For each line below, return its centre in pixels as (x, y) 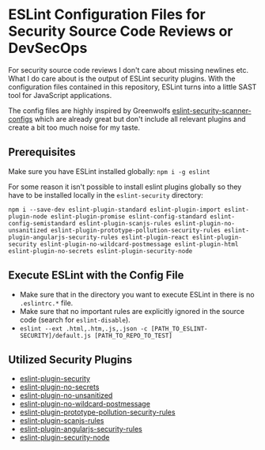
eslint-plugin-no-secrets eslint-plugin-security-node (100, 251)
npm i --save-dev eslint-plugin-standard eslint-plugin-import (115, 210)
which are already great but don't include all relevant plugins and (140, 119)
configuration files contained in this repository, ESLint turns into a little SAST (132, 87)
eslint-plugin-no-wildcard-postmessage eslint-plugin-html (139, 244)
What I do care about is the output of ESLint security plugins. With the (122, 78)
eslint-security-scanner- (212, 110)
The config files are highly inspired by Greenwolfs (89, 110)
